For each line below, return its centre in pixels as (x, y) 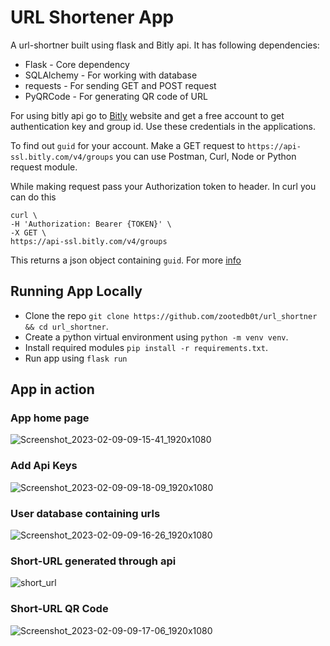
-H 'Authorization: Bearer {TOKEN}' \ (91, 224)
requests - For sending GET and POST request (120, 85)
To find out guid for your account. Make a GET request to (128, 145)
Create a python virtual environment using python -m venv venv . (156, 337)
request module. (44, 167)
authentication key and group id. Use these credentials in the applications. (163, 126)
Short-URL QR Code (59, 609)
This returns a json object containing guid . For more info (126, 260)
